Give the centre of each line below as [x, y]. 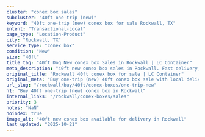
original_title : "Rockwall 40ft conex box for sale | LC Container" [95, 74]
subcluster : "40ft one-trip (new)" [52, 18]
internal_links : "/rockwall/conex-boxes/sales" [68, 96]
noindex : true [24, 113]
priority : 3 [21, 102]
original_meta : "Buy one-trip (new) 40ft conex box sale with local [95, 79]
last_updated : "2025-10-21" [42, 125]
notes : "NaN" [23, 108]
